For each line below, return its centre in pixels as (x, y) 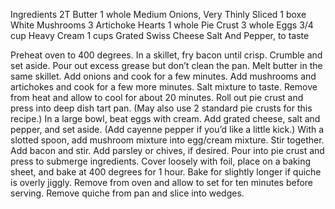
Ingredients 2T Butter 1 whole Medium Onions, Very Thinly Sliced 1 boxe (158, 14)
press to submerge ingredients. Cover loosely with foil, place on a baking (160, 161)
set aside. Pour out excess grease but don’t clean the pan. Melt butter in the (166, 65)
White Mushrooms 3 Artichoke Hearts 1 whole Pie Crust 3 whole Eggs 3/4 (162, 25)
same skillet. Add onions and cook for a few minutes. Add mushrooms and (163, 76)
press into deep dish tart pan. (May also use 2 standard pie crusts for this (161, 108)
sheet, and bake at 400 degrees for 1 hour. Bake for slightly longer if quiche (166, 172)
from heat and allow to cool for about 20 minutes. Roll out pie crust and (157, 97)
